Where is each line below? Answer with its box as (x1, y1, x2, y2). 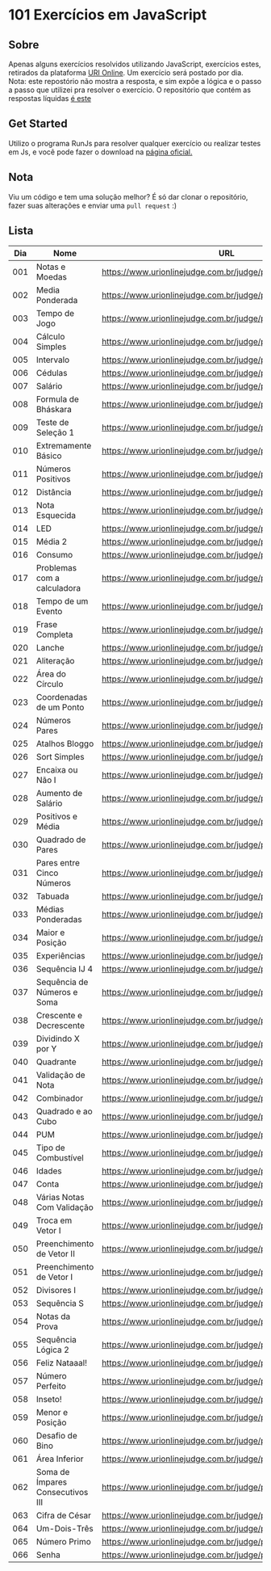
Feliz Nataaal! (35, 1358, 87, 1369)
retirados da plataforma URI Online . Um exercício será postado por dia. (8, 68, 244, 78)
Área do (35, 668, 67, 680)
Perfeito (35, 1380, 67, 1392)
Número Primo (35, 1536, 91, 1548)
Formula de (35, 394, 79, 405)
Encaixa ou (35, 764, 78, 776)
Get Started (8, 117, 68, 131)
